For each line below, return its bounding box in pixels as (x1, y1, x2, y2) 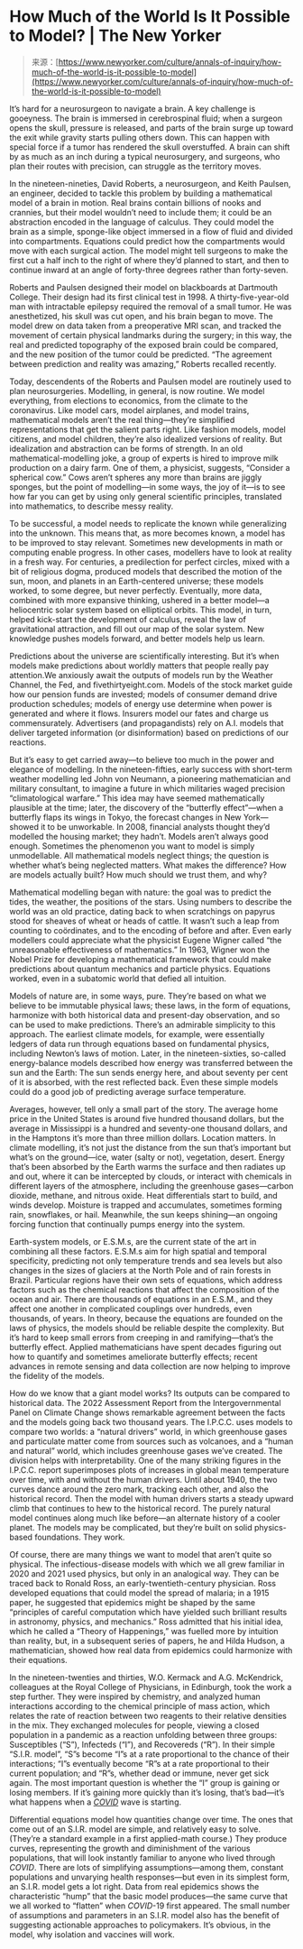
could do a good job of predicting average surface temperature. (9, 1086, 246, 1097)
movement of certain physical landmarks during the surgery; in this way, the (9, 329, 292, 340)
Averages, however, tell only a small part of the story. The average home (9, 1103, 279, 1115)
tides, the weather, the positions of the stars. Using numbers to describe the (9, 896, 292, 907)
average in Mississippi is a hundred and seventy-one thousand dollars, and (9, 1123, 289, 1134)
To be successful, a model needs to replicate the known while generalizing (9, 518, 287, 529)
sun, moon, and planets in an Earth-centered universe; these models (9, 575, 264, 586)
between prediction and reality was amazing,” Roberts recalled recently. (9, 358, 277, 369)
